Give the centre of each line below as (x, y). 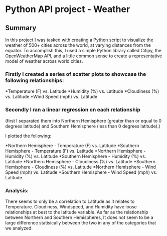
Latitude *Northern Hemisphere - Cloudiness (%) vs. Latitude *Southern (80, 161)
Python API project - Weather (68, 9)
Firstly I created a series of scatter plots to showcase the (76, 74)
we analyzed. (19, 228)
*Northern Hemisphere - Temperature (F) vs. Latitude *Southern (72, 145)
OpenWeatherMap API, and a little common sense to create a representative (84, 56)
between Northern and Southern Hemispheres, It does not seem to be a (79, 217)
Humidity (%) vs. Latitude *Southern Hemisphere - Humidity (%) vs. (76, 156)
